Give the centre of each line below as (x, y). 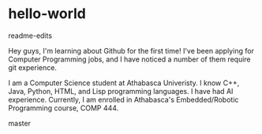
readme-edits (30, 35)
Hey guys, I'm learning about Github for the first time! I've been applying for (131, 50)
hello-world (47, 14)
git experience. (33, 67)
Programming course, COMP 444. (64, 108)
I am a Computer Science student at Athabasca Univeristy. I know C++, (124, 83)
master (20, 123)
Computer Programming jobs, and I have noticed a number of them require (129, 59)
